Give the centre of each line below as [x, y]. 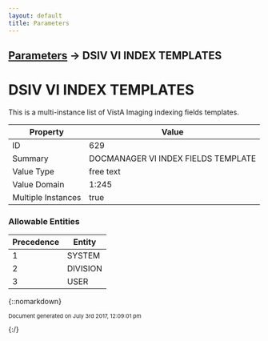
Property [46, 131]
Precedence [36, 243]
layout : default [35, 16]
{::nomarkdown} [35, 302]
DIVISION [84, 269]
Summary [31, 158]
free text [105, 171]
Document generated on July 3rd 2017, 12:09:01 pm [75, 316]
